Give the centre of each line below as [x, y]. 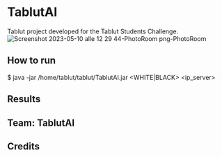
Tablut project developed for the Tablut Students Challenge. [93, 31]
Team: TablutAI [41, 123]
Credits [24, 146]
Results [24, 99]
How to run [32, 61]
